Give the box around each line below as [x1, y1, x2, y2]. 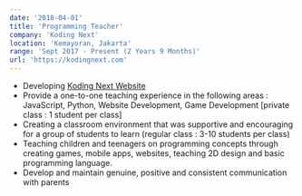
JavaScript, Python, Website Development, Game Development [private [22, 100, 290, 110]
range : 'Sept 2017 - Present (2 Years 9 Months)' [9, 47, 201, 56]
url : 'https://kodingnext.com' [9, 55, 128, 64]
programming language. [22, 158, 113, 168]
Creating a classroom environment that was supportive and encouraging [22, 119, 294, 130]
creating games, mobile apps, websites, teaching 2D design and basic [22, 148, 286, 159]
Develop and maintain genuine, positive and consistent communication [22, 167, 287, 178]
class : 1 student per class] [22, 110, 122, 120]
